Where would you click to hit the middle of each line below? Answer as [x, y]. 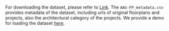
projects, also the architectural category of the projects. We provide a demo [85, 18]
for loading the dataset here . [35, 23]
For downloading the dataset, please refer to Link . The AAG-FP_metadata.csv [84, 7]
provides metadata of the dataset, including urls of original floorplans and [82, 12]
